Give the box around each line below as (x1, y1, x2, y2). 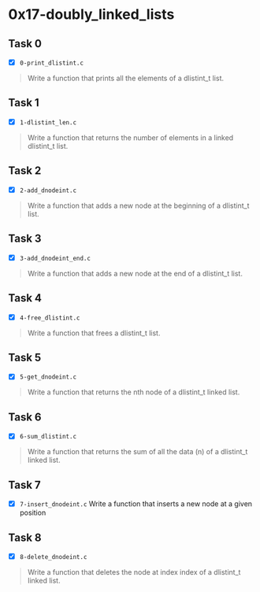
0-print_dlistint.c (19, 59, 84, 67)
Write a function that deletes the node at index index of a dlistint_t (27, 568, 241, 577)
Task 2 (8, 164, 42, 178)
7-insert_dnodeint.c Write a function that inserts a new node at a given (19, 499, 253, 509)
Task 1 (8, 96, 39, 109)
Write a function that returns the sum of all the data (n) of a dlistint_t (27, 447, 248, 457)
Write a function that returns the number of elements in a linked (27, 132, 234, 142)
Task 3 (8, 232, 42, 246)
